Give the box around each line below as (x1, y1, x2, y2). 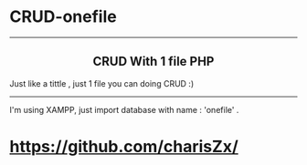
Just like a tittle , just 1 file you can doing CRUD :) (9, 77, 195, 88)
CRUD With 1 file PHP (92, 54, 215, 69)
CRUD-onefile (9, 6, 117, 27)
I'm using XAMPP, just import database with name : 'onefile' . (9, 104, 239, 115)
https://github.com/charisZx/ (9, 136, 239, 157)
